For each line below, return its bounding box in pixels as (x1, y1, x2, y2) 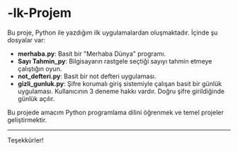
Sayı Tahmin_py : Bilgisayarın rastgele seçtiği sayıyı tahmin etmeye (17, 56, 212, 65)
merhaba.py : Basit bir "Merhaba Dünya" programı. (17, 49, 166, 58)
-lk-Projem (7, 5, 72, 21)
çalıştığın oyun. (17, 64, 62, 73)
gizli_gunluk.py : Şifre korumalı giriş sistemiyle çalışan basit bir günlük (17, 79, 222, 87)
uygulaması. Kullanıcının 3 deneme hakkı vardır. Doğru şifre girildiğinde (17, 87, 225, 95)
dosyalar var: (7, 35, 46, 44)
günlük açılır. (17, 94, 55, 103)
